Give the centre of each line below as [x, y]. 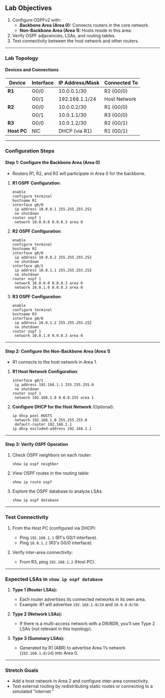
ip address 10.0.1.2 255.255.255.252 [53, 323]
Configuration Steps [30, 151]
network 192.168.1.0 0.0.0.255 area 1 [54, 398]
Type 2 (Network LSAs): [37, 614]
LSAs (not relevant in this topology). [56, 629]
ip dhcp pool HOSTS [32, 416]
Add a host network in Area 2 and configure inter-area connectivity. [81, 681]
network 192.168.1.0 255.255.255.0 [51, 420]
